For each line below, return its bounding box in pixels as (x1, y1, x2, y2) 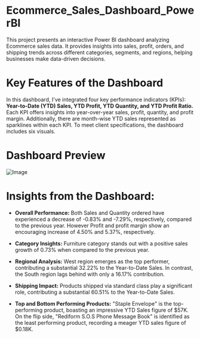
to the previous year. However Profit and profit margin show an (14, 222, 170, 229)
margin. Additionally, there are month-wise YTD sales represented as (6, 115, 176, 122)
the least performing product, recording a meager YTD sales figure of (14, 319, 186, 326)
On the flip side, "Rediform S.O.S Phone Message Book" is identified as (14, 312, 190, 320)
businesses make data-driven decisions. (6, 55, 106, 62)
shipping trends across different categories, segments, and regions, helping (6, 48, 193, 56)
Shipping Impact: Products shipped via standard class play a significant (14, 282, 193, 289)
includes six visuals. (6, 127, 56, 135)
